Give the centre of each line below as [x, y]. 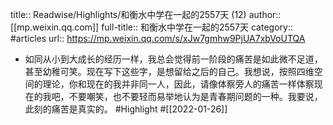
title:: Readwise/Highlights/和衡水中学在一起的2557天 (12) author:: [146, 14]
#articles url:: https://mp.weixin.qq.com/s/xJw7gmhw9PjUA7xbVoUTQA [158, 38]
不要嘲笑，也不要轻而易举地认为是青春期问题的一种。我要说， [195, 96]
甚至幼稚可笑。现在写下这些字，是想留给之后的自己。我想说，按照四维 [169, 71]
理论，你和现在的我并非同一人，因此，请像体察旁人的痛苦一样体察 [178, 84]
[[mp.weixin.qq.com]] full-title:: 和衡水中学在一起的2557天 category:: [151, 27]
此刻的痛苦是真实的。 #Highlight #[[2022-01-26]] [126, 109]
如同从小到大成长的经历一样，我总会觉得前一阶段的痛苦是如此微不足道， [173, 59]
